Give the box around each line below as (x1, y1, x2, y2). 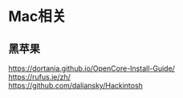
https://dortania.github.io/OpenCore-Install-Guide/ (8, 63, 175, 73)
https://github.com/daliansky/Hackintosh (8, 81, 143, 90)
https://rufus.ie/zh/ (8, 72, 71, 81)
